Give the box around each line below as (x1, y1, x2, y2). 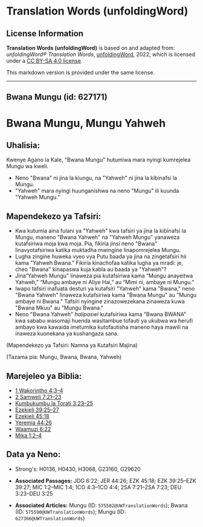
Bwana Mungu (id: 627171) (6, 92, 108, 102)
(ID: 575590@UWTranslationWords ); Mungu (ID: (14, 508, 126, 515)
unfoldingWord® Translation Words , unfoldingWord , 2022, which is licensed (6, 51, 195, 58)
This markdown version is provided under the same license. (6, 69, 155, 76)
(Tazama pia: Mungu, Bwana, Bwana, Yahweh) (6, 354, 122, 361)
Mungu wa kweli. (6, 163, 49, 170)
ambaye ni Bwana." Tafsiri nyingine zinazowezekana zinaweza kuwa (14, 298, 185, 305)
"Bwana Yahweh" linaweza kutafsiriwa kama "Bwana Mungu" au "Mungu (14, 291, 197, 299)
